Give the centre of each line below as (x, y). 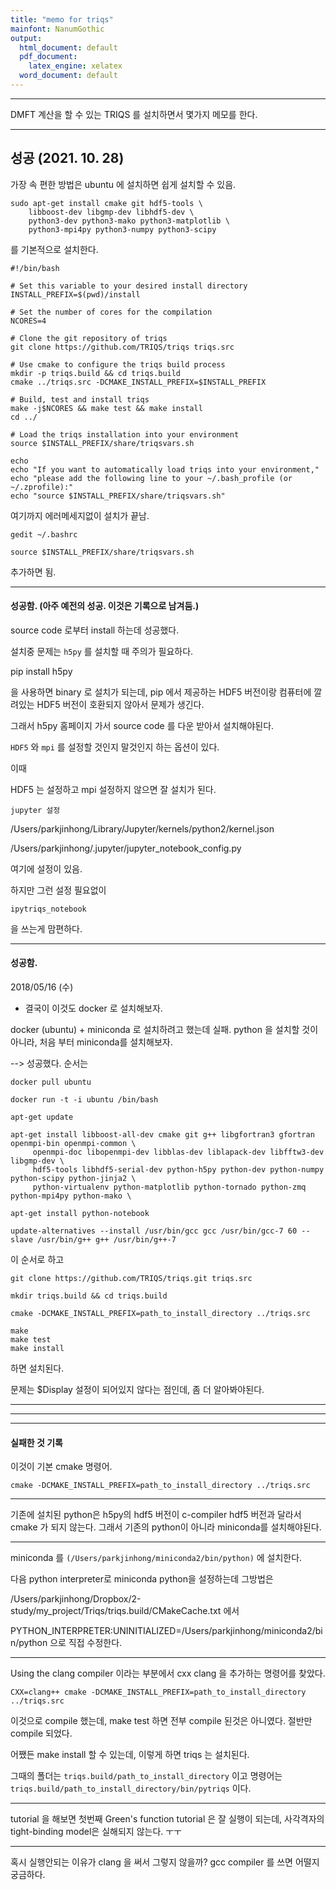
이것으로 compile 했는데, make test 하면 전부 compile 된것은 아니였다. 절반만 (161, 1721)
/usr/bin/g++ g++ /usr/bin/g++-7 (106, 1240)
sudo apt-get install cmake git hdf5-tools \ (106, 203)
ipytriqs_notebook (48, 909)
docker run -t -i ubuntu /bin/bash (84, 1100)
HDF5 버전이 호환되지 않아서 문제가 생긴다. (120, 704)
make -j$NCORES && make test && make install (106, 408)
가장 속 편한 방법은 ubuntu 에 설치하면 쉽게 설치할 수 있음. (123, 184)
